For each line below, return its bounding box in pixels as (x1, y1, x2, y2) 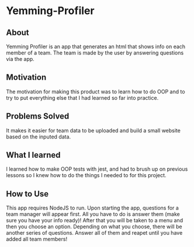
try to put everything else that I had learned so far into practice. (6, 94, 159, 101)
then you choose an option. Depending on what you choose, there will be (6, 223, 182, 230)
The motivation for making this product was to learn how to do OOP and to (6, 88, 185, 95)
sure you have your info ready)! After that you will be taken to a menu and (6, 217, 183, 224)
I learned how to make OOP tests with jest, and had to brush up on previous (6, 165, 188, 172)
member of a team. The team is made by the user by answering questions (6, 49, 184, 56)
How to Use (6, 189, 49, 199)
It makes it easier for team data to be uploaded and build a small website (6, 127, 181, 134)
